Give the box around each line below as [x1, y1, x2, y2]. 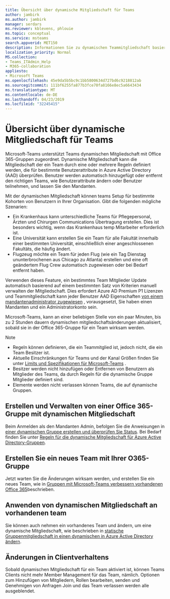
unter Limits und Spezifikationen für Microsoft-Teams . [12, 361, 126, 367]
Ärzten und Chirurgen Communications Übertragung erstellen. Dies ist [12, 219, 159, 225]
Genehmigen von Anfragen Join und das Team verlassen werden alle [5, 583, 149, 589]
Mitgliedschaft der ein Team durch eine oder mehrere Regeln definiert [5, 162, 151, 168]
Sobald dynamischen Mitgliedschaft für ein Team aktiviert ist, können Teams [5, 567, 164, 573]
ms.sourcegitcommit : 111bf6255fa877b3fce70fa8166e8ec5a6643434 [5, 83, 142, 88]
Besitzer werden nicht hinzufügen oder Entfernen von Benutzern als [12, 366, 154, 372]
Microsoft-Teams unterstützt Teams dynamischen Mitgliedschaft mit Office [5, 151, 161, 157]
